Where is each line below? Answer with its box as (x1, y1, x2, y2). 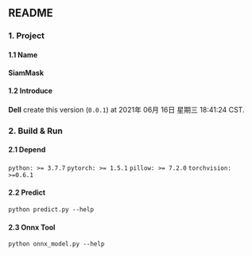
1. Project (8, 30, 45, 41)
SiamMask (8, 68, 44, 77)
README (8, 6, 53, 20)
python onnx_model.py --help (8, 240, 105, 248)
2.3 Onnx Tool (8, 223, 56, 232)
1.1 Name (8, 49, 38, 59)
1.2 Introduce (8, 86, 53, 96)
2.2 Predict (8, 187, 46, 198)
